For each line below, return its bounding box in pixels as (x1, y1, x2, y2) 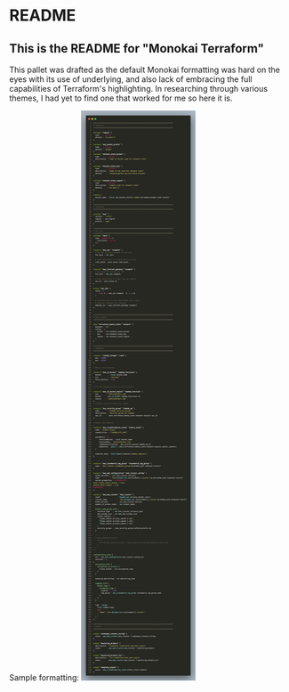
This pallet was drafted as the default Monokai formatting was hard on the (9, 64, 280, 75)
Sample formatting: (9, 672, 80, 682)
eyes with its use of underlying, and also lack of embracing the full (9, 74, 253, 85)
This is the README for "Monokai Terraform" (9, 41, 265, 56)
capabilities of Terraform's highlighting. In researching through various (9, 84, 269, 94)
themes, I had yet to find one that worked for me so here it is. (9, 93, 233, 103)
